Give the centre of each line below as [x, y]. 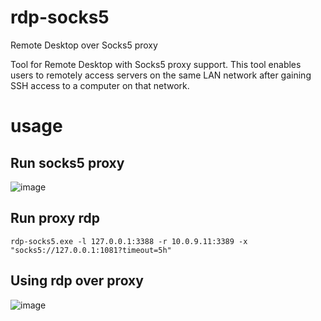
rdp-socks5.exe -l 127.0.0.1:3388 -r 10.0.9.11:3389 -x [129, 241]
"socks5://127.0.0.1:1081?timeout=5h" [91, 250]
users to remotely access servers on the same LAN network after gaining [161, 75]
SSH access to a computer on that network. [100, 85]
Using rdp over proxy [77, 281]
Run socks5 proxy [67, 162]
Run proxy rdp [55, 218]
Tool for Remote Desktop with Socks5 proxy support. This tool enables [156, 64]
